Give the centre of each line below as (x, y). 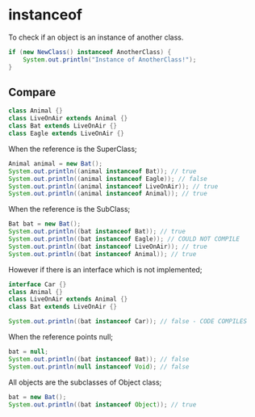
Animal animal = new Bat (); (56, 163)
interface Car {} (38, 284)
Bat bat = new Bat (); (45, 224)
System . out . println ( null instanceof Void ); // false (99, 366)
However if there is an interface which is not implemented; (105, 269)
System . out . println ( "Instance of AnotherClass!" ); (110, 59)
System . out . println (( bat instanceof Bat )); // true (97, 232)
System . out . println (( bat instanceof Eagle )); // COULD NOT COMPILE (124, 239)
